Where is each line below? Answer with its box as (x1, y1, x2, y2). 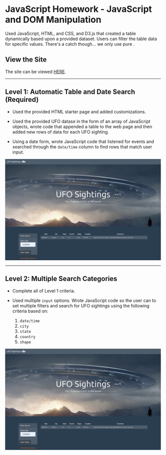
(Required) (5, 95, 39, 104)
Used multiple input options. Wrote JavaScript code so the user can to (12, 297, 157, 303)
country (19, 334, 36, 339)
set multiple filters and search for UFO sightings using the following (12, 303, 150, 308)
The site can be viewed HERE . (5, 69, 66, 75)
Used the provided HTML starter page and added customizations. (12, 108, 146, 115)
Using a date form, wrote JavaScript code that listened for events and (12, 138, 154, 145)
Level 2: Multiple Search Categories (5, 275, 118, 283)
